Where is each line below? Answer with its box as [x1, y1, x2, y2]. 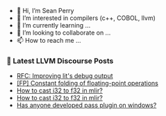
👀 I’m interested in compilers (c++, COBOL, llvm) [16, 14, 156, 22]
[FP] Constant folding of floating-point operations [16, 79, 159, 88]
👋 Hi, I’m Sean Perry [16, 7, 74, 14]
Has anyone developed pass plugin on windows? [16, 101, 157, 110]
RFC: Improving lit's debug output [16, 72, 113, 80]
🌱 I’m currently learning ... [16, 21, 91, 29]
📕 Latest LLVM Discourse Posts [6, 56, 114, 66]
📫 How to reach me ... [16, 37, 81, 44]
